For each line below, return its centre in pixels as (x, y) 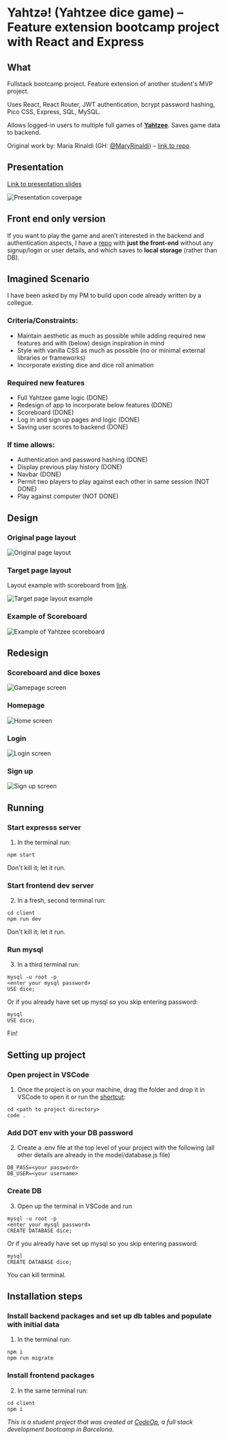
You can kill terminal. (37, 1275)
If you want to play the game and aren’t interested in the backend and (106, 235)
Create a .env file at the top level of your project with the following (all (116, 1148)
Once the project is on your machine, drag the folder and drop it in (111, 1090)
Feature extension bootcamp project (113, 27)
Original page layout (42, 537)
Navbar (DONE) (39, 474)
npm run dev (24, 919)
